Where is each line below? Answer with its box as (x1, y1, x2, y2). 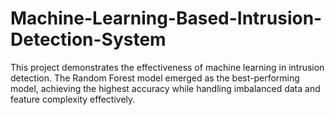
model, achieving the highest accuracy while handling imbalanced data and (10, 82, 321, 94)
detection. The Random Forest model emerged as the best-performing (10, 72, 300, 84)
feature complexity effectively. (10, 93, 136, 105)
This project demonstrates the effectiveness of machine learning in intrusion (10, 61, 325, 73)
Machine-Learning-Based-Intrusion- (10, 7, 323, 30)
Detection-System (10, 28, 167, 51)
